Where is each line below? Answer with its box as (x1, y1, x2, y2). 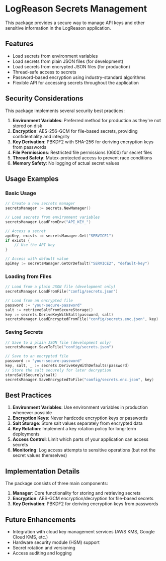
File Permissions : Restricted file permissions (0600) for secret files (12, 149, 152, 155)
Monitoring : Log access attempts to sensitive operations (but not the (12, 447, 156, 453)
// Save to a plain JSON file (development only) (5, 340, 112, 345)
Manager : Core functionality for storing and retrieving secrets (12, 490, 141, 496)
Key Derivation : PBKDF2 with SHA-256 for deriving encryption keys (12, 139, 154, 145)
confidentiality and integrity (12, 133, 70, 139)
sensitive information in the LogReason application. (5, 25, 112, 31)
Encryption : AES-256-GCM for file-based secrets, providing (12, 128, 138, 134)
